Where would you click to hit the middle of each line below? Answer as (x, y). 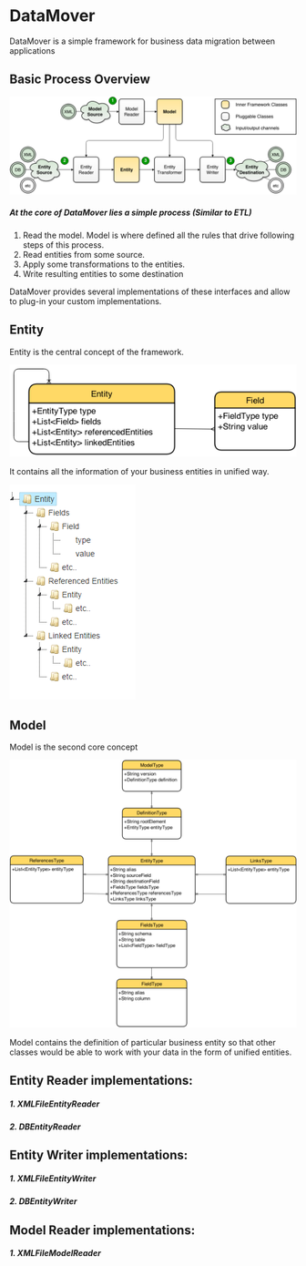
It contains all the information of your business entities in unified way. (140, 472)
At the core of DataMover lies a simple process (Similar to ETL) (131, 212)
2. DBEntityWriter (43, 1201)
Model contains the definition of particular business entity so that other (143, 1042)
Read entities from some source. (84, 254)
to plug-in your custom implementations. (86, 301)
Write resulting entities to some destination (103, 273)
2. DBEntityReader (45, 1127)
